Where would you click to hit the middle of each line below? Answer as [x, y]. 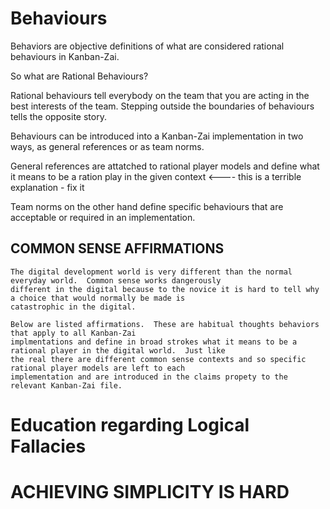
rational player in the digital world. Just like [118, 350]
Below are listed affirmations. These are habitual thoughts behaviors [165, 324]
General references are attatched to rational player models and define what [165, 166]
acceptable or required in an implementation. [103, 217]
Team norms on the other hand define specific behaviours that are [147, 206]
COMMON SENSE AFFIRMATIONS [117, 248]
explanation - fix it [47, 187]
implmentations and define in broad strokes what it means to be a [154, 342]
